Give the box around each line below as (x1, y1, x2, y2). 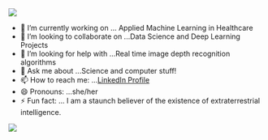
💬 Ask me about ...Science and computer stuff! (19, 66, 177, 75)
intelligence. (19, 108, 62, 117)
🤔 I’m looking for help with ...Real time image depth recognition (19, 49, 231, 58)
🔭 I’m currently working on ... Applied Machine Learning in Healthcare (19, 23, 253, 32)
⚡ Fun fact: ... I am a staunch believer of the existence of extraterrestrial (19, 96, 261, 105)
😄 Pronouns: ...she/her (19, 87, 98, 96)
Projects (19, 40, 49, 49)
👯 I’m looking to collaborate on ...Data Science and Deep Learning (19, 32, 241, 41)
